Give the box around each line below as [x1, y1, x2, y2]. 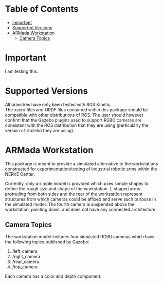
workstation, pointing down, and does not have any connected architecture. [5, 206, 157, 212]
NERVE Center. [5, 171, 35, 177]
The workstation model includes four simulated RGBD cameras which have [5, 233, 155, 240]
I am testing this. [5, 68, 38, 74]
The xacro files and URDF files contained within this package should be [5, 106, 148, 113]
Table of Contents [5, 3, 79, 15]
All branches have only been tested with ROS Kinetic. [5, 101, 112, 107]
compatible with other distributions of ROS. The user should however [5, 112, 144, 118]
